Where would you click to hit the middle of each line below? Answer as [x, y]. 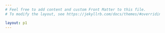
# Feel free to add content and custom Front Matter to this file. [76, 9]
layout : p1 [16, 23]
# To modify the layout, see [35, 14]
